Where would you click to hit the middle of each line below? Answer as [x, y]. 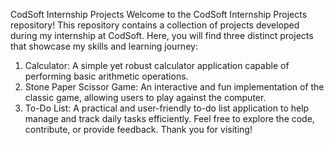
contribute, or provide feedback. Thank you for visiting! [138, 129]
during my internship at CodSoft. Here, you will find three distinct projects [162, 35]
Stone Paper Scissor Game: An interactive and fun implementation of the [174, 87]
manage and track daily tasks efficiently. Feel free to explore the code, [169, 118]
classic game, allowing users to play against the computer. [145, 97]
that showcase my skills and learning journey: [104, 46]
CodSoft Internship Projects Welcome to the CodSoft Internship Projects [159, 14]
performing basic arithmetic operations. [106, 76]
